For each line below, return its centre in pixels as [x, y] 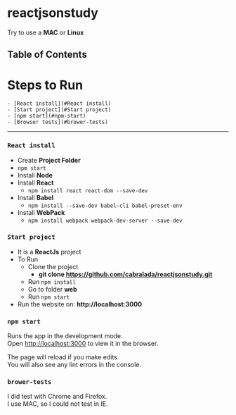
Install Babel [35, 197]
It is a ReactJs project [49, 252]
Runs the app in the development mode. [65, 336]
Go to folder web [52, 289]
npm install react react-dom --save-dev [88, 191]
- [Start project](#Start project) [59, 110]
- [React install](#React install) [59, 104]
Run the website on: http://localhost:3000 [80, 304]
